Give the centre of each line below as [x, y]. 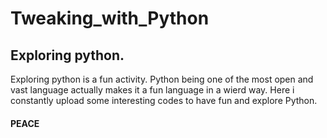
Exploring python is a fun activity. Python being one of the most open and [162, 79]
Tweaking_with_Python [110, 18]
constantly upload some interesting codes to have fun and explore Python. [164, 100]
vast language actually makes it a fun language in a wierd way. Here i [152, 90]
